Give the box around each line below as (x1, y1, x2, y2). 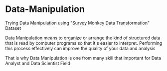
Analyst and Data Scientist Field (5, 60, 71, 66)
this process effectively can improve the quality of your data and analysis (5, 45, 156, 51)
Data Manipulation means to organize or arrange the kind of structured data (5, 35, 161, 41)
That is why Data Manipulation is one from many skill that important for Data (5, 55, 161, 61)
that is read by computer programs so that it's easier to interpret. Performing (5, 40, 163, 46)
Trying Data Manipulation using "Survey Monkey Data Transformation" (5, 20, 150, 26)
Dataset (5, 25, 21, 31)
